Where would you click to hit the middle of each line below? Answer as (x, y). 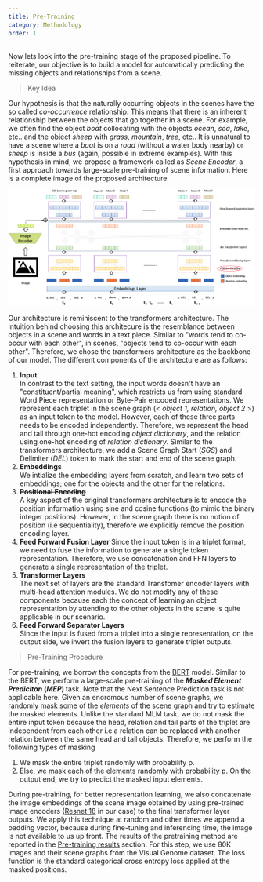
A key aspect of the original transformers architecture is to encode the (133, 500)
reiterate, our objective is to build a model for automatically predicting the (126, 65)
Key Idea (41, 88)
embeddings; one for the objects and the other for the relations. (122, 483)
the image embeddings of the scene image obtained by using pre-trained (126, 802)
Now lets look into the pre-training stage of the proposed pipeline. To (119, 56)
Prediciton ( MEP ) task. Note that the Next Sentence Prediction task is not (126, 689)
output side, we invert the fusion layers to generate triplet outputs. (126, 641)
